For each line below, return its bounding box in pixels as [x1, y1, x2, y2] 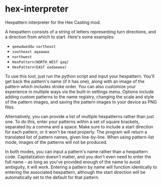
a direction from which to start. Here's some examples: [5, 34, 115, 40]
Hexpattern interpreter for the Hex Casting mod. [5, 19, 101, 25]
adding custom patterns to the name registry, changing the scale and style [5, 93, 154, 100]
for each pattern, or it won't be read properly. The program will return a [5, 129, 147, 135]
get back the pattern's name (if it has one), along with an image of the [5, 78, 145, 84]
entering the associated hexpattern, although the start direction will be [5, 169, 146, 175]
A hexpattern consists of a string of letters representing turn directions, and [5, 29, 156, 34]
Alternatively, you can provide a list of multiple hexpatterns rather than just [5, 113, 154, 119]
